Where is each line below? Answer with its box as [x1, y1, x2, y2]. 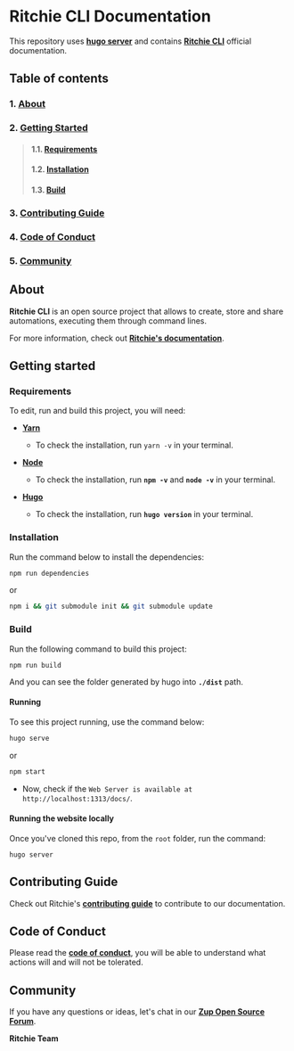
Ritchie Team [9, 1033, 60, 1044]
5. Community [9, 254, 72, 267]
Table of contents [9, 71, 109, 86]
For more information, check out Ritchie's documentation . [9, 333, 225, 343]
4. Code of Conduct [9, 230, 96, 242]
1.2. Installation [30, 164, 89, 175]
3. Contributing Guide [9, 207, 105, 219]
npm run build [9, 661, 62, 669]
